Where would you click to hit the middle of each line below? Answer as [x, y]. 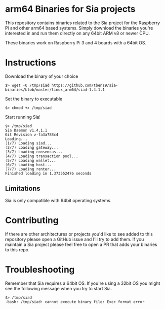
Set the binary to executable [34, 99]
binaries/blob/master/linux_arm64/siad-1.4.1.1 [55, 90]
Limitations [23, 189]
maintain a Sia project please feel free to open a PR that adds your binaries [81, 244]
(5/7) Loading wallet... [31, 160]
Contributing [32, 220]
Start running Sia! [23, 117]
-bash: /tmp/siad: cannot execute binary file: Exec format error [75, 302]
